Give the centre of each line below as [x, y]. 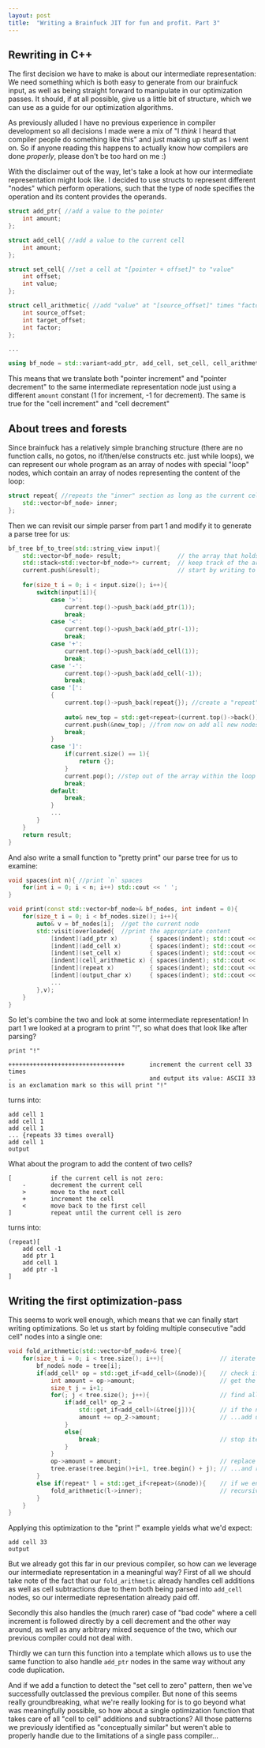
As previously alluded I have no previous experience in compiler [112, 122]
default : [65, 791]
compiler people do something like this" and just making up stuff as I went [129, 140]
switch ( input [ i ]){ [67, 592]
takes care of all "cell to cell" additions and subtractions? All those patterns [130, 1719]
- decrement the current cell [83, 1185]
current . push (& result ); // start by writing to [139, 571]
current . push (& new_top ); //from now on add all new [151, 725]
